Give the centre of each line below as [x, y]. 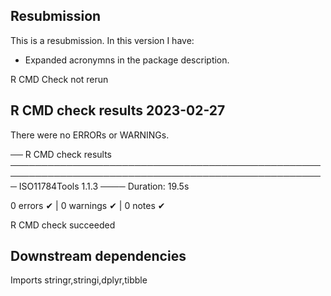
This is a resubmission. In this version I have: [102, 40]
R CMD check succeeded [63, 225]
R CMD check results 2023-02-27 [118, 110]
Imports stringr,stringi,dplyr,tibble [79, 280]
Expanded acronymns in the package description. [127, 60]
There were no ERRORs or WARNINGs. [90, 135]
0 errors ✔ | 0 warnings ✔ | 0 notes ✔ [88, 205]
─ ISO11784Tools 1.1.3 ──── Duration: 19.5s [100, 186]
